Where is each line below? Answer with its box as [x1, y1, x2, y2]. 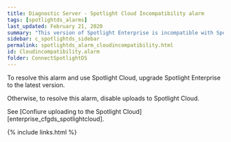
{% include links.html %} [7, 128, 77, 136]
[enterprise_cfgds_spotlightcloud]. [7, 115, 104, 123]
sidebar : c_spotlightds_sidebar [7, 36, 100, 43]
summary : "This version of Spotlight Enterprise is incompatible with [7, 29, 214, 36]
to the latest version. [7, 80, 65, 89]
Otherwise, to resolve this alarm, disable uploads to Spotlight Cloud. [7, 94, 199, 102]
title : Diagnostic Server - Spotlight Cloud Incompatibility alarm [7, 10, 205, 17]
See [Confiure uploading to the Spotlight [7, 107, 122, 115]
